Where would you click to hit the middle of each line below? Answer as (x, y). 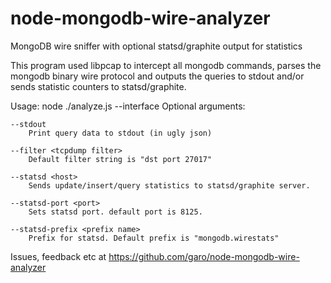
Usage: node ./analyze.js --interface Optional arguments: (128, 106)
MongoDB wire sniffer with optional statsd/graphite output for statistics (156, 46)
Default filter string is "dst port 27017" (120, 159)
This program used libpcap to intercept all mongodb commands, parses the (166, 65)
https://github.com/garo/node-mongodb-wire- (204, 256)
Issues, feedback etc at (58, 256)
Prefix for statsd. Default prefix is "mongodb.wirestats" (154, 238)
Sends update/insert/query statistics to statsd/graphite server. (169, 185)
